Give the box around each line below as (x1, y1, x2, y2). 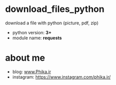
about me (5, 52, 45, 64)
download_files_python (5, 3, 105, 15)
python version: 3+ (12, 29, 52, 35)
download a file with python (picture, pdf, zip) (5, 20, 99, 26)
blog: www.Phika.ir (12, 69, 51, 75)
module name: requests (12, 35, 62, 41)
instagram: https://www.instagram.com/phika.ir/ (12, 74, 111, 80)
